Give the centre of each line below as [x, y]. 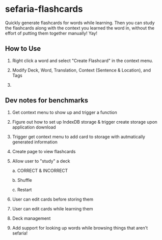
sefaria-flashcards [44, 9]
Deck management [31, 218]
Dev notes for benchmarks [47, 100]
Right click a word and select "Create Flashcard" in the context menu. [82, 61]
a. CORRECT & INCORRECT [40, 171]
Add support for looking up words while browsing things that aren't [80, 228]
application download [34, 127]
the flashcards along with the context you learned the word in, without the [80, 28]
